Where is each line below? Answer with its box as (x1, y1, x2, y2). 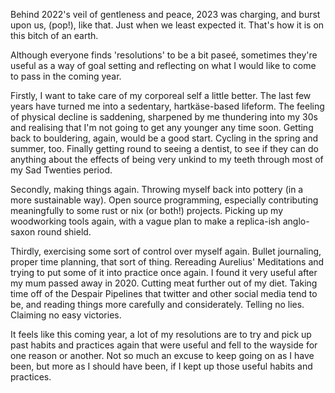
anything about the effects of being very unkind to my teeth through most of (10, 154, 324, 165)
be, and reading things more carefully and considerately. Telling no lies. (10, 299, 305, 310)
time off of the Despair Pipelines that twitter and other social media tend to (10, 288, 318, 299)
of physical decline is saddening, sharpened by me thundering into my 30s (10, 111, 318, 123)
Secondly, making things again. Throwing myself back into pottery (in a (10, 184, 304, 195)
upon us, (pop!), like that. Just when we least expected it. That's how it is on (10, 19, 325, 31)
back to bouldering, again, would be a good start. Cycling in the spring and (10, 132, 319, 144)
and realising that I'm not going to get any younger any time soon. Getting (10, 122, 314, 133)
